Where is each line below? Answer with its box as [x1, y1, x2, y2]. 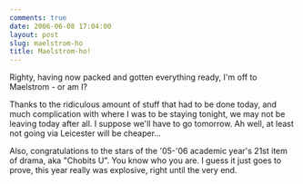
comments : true [9, 13, 67, 23]
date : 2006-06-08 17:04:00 [9, 22, 112, 31]
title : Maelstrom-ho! [9, 47, 92, 56]
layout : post [9, 30, 59, 39]
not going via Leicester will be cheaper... [9, 128, 162, 139]
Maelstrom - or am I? [9, 82, 88, 92]
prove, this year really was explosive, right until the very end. [9, 165, 237, 176]
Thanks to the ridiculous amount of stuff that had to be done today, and [9, 99, 278, 110]
